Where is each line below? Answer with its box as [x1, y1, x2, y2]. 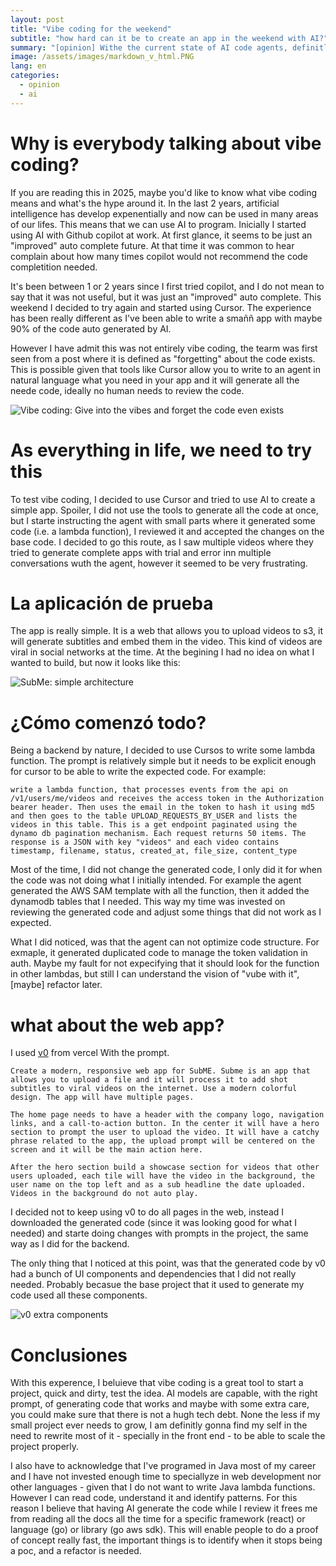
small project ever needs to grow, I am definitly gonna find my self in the [10, 1419, 308, 1431]
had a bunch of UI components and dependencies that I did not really [10, 1268, 297, 1280]
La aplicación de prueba [10, 592, 214, 615]
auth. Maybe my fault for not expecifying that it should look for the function [10, 957, 320, 970]
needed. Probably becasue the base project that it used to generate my [10, 1279, 305, 1291]
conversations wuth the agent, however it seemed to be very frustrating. [10, 557, 308, 569]
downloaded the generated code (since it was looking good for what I [10, 1217, 297, 1229]
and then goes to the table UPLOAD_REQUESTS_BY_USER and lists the [10, 811, 298, 821]
